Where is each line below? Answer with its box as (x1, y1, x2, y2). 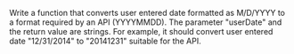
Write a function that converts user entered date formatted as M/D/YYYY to (9, 8, 285, 18)
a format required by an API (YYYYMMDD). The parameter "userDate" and (9, 17, 282, 27)
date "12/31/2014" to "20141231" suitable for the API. (9, 35, 202, 46)
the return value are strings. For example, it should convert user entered (9, 27, 274, 36)
